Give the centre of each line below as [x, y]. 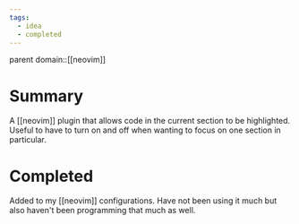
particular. [28, 140]
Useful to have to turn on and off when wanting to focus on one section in [145, 130]
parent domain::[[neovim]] [57, 60]
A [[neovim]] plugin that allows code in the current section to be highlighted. [150, 121]
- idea [30, 26]
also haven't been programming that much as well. [103, 211]
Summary [46, 96]
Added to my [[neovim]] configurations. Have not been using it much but [143, 201]
